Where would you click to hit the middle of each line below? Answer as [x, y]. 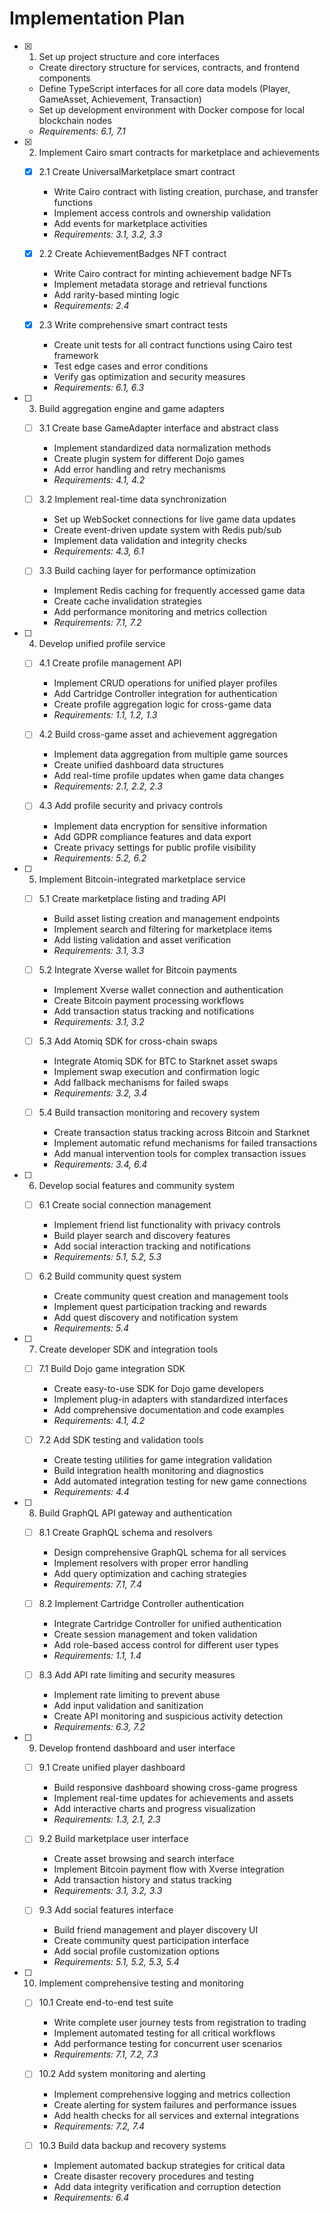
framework [76, 356]
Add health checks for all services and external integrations [176, 2115]
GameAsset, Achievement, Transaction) [120, 99]
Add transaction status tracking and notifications [154, 1011]
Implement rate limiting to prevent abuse [137, 1695]
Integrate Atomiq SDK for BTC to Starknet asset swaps [166, 1061]
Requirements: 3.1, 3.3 [99, 950]
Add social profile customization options [136, 1951]
